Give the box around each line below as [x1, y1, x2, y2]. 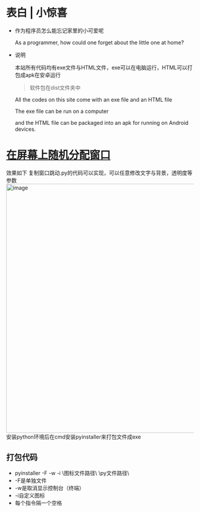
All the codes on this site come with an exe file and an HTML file [14, 96, 173, 103]
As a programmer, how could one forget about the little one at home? [14, 39, 185, 46]
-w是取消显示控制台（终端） [14, 484, 85, 491]
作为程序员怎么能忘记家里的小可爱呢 [14, 27, 104, 34]
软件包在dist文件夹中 [29, 84, 81, 91]
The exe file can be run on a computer [14, 108, 109, 115]
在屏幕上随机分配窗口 [6, 148, 111, 162]
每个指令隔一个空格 [14, 499, 62, 506]
